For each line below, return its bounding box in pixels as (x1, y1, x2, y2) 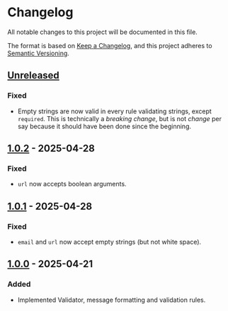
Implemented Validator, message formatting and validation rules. (17, 295, 206, 304)
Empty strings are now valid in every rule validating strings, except (17, 107, 212, 115)
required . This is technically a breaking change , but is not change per (17, 114, 222, 123)
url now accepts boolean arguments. (17, 180, 127, 188)
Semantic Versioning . (7, 49, 69, 57)
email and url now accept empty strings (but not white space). (17, 238, 202, 246)
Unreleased (7, 69, 60, 81)
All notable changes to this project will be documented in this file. (7, 28, 198, 36)
